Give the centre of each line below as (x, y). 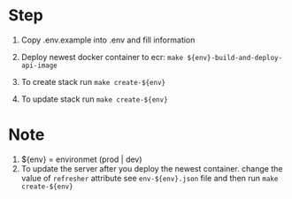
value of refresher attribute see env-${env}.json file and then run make (150, 178)
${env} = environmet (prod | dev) (81, 159)
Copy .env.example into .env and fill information (108, 40)
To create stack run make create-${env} (93, 81)
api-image (39, 65)
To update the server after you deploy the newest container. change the (152, 168)
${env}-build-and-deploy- (235, 57)
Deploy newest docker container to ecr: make (102, 57)
